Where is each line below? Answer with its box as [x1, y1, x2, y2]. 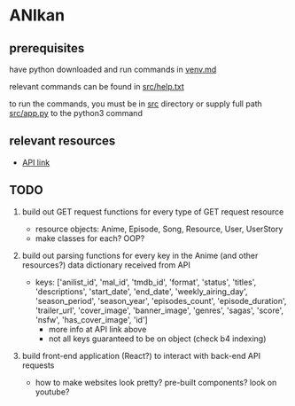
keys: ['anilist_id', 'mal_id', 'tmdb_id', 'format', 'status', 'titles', [35, 277, 257, 287]
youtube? [35, 386, 70, 397]
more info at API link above [48, 324, 147, 334]
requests [21, 360, 55, 371]
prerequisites [9, 41, 85, 56]
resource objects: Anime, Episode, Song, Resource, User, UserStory [35, 223, 283, 234]
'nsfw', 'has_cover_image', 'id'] [35, 314, 148, 324]
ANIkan [9, 5, 66, 26]
